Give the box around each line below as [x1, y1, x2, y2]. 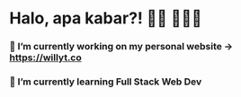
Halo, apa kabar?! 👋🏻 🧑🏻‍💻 [9, 8, 202, 29]
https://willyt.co [9, 51, 83, 64]
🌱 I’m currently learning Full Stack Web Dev [9, 75, 202, 88]
